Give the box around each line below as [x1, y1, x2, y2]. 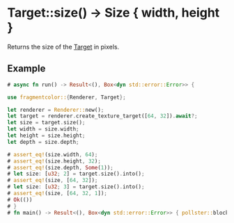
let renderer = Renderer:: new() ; [7, 106, 104, 113]
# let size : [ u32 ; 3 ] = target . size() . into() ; [7, 183, 145, 190]
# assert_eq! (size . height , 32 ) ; [7, 158, 101, 165]
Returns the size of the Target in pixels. [7, 42, 120, 51]
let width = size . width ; [7, 126, 79, 133]
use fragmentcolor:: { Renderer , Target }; [7, 94, 127, 101]
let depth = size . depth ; [7, 138, 79, 145]
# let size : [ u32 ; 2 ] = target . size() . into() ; [7, 170, 145, 178]
